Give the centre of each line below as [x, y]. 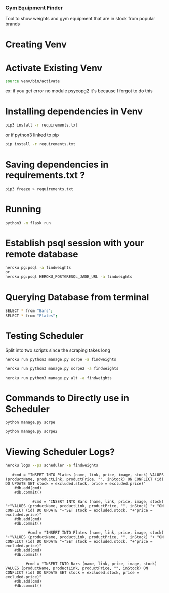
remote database [42, 254]
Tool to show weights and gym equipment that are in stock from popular [80, 19]
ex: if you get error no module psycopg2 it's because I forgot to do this [79, 91]
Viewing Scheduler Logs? [60, 452]
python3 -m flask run [28, 223]
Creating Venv [36, 44]
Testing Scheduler [45, 336]
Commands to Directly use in [67, 398]
